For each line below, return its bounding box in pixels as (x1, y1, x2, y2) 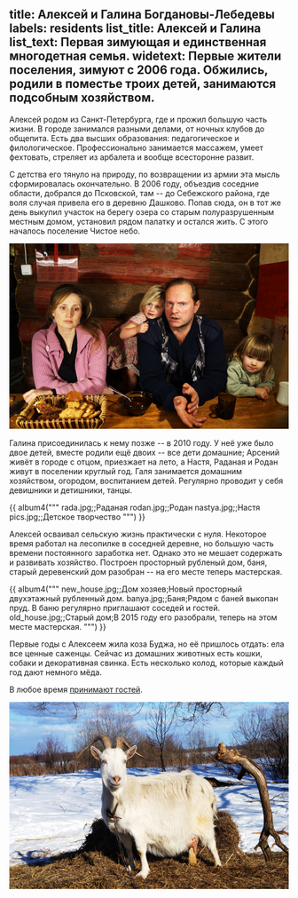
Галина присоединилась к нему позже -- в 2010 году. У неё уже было (9, 438, 274, 449)
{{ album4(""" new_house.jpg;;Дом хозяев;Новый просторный (9, 584, 242, 594)
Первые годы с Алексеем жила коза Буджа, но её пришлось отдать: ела (9, 639, 285, 649)
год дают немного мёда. (9, 667, 102, 678)
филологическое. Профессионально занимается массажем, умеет (9, 142, 263, 153)
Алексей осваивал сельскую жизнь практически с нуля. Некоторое (9, 528, 267, 540)
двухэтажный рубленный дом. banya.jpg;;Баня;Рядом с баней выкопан (9, 593, 278, 604)
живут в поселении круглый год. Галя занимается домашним (9, 466, 242, 477)
